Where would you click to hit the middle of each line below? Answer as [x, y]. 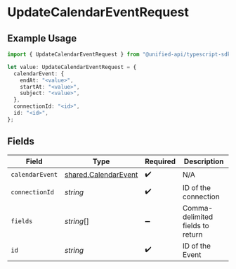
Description [204, 161]
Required [160, 161]
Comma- [197, 208]
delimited [198, 217]
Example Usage [42, 38]
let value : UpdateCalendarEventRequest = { [72, 67]
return [192, 234]
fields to [196, 225]
